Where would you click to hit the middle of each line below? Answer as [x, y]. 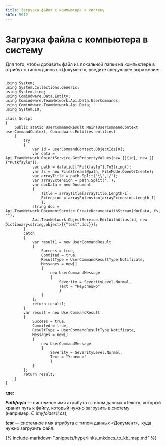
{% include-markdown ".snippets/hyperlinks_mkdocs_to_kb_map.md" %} [81, 438]
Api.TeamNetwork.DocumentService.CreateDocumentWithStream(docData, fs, [83, 211]
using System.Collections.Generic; [43, 88]
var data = [44, 154]
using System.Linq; [26, 92]
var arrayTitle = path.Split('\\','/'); [75, 176]
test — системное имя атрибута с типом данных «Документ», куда [78, 423]
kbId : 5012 [17, 15]
